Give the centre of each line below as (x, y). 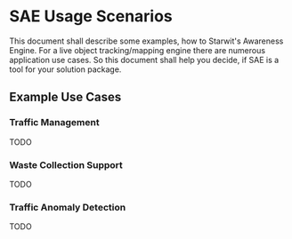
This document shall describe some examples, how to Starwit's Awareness (146, 41)
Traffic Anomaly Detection (68, 207)
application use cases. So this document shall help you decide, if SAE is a (144, 60)
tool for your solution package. (65, 69)
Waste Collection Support (66, 164)
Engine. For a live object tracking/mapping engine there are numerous (137, 50)
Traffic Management (54, 123)
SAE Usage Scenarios (91, 16)
